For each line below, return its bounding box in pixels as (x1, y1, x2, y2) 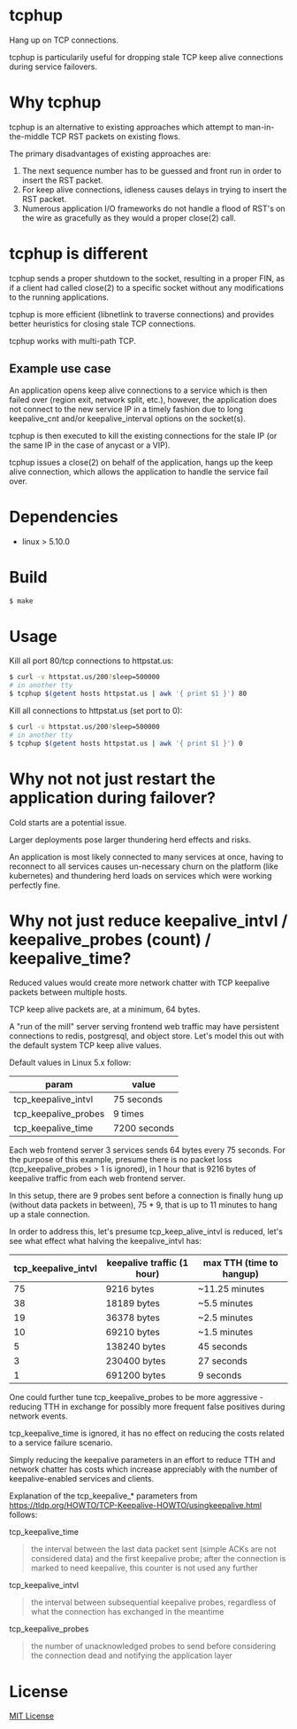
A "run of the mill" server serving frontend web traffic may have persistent (9, 1021, 280, 1032)
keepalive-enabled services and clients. (9, 1474, 155, 1484)
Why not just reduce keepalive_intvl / (9, 911, 288, 931)
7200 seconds (113, 1123, 175, 1135)
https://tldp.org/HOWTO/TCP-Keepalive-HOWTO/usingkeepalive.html (9, 1500, 263, 1511)
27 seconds (197, 1355, 247, 1367)
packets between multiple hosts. (9, 987, 128, 997)
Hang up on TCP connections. (9, 35, 119, 45)
